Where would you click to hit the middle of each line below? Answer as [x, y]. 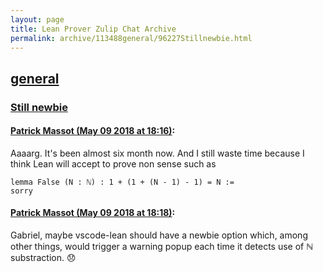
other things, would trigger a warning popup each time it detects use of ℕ [162, 247]
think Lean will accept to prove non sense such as [113, 163]
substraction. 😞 [43, 258]
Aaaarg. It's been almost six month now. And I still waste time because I [157, 153]
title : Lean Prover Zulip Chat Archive [93, 29]
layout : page [37, 19]
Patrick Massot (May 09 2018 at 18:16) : [93, 131]
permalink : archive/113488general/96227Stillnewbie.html [131, 38]
